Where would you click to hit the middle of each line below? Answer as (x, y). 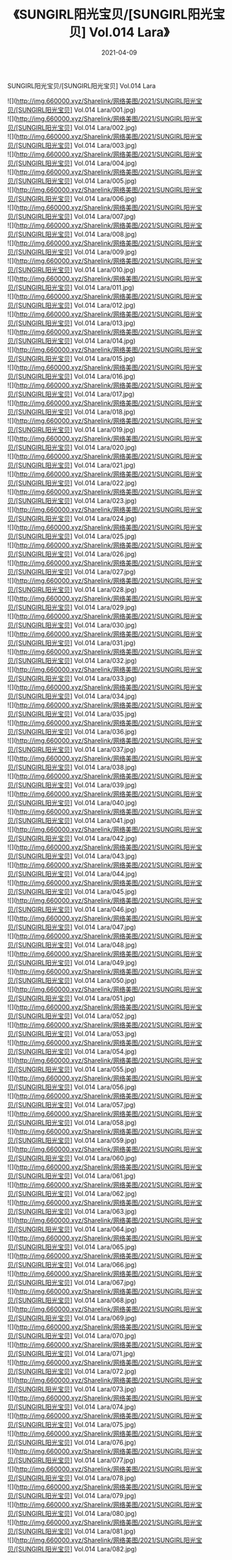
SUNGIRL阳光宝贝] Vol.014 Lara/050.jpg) (77, 980)
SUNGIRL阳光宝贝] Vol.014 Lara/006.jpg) (77, 198)
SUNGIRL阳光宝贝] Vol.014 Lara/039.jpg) (77, 785)
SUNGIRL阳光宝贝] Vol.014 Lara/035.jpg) (77, 714)
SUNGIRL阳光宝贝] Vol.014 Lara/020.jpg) (77, 447)
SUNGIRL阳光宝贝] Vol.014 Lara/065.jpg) (77, 1247)
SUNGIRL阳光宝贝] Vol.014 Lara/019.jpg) (77, 429)
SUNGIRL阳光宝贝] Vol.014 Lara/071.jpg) (77, 1353)
